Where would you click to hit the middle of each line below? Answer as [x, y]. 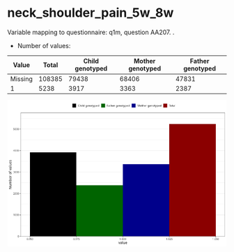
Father [200, 61]
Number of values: [44, 45]
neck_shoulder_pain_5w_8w [91, 13]
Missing [22, 79]
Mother [145, 61]
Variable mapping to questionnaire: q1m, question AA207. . [91, 32]
